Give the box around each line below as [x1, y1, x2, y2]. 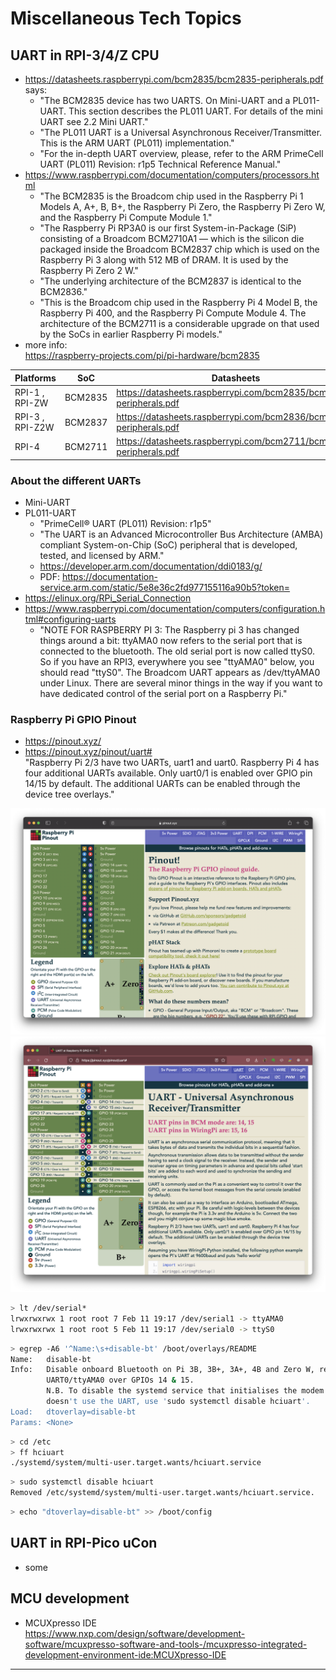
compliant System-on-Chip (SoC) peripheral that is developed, [39, 539, 298, 551]
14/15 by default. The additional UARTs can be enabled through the [24, 778, 301, 790]
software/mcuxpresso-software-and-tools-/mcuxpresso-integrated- [24, 1638, 308, 1650]
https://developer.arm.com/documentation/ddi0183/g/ [39, 560, 263, 572]
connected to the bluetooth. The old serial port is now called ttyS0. [39, 645, 315, 657]
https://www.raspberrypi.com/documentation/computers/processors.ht [24, 169, 320, 181]
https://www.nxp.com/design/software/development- [24, 1627, 246, 1639]
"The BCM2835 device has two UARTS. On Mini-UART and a [39, 95, 291, 106]
